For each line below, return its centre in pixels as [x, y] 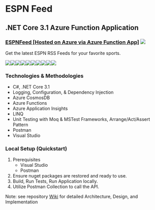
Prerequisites [26, 160]
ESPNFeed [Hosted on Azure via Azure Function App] [72, 42]
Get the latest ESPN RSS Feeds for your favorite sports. [63, 53]
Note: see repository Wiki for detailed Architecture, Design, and [72, 197]
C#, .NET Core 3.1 [31, 87]
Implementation [22, 202]
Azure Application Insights [40, 109]
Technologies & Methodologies [44, 76]
